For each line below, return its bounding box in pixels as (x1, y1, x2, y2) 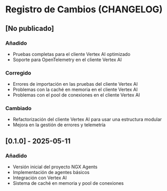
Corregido (5, 69, 32, 77)
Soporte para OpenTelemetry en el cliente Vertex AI (12, 56, 122, 63)
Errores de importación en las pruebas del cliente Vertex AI (12, 81, 138, 87)
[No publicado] (5, 24, 54, 33)
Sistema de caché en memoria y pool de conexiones (12, 180, 124, 186)
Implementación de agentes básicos (12, 169, 90, 176)
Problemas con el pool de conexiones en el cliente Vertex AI (12, 92, 140, 98)
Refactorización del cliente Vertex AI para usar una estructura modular (12, 117, 162, 123)
